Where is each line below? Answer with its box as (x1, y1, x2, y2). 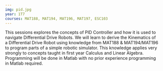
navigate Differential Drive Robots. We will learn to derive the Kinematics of (5, 35, 156, 40)
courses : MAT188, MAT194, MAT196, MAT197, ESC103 (5, 16, 108, 21)
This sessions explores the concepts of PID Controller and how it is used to (5, 30, 156, 35)
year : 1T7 (5, 12, 25, 17)
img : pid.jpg (5, 7, 32, 12)
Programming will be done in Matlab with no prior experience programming (5, 55, 156, 61)
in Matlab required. (5, 60, 43, 66)
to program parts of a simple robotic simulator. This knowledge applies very (5, 45, 157, 51)
